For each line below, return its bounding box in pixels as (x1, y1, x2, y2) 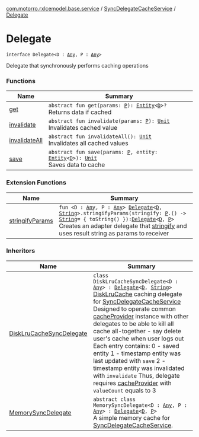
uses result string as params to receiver (59, 229, 169, 237)
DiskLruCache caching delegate (92, 290, 182, 298)
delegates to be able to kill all (92, 320, 174, 328)
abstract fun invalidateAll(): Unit (48, 133, 152, 140)
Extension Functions (6, 178, 66, 187)
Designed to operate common (92, 305, 176, 313)
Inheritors (6, 247, 36, 255)
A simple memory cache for (92, 413, 170, 422)
